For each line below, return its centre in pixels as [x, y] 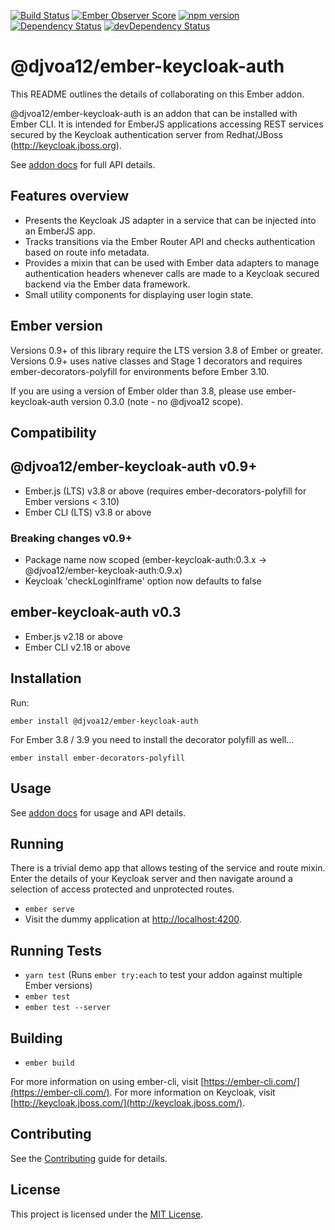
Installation [46, 678]
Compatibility [53, 432]
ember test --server [67, 1008]
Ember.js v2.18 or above [73, 636]
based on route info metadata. [87, 252]
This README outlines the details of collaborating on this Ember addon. [157, 94]
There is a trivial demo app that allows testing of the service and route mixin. [168, 868]
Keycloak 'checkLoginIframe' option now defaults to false [143, 581]
